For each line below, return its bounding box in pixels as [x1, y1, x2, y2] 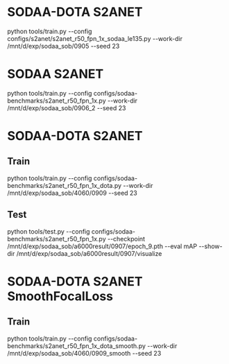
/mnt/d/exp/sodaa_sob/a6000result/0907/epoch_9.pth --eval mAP [7, 242, 198, 250]
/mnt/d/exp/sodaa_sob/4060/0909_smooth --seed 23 [7, 349, 162, 357]
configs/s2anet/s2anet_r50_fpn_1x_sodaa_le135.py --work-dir [7, 34, 183, 42]
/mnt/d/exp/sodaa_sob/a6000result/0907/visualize [16, 249, 162, 257]
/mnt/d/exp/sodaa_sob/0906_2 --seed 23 [7, 103, 126, 112]
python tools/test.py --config [7, 227, 90, 236]
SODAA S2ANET [7, 67, 104, 82]
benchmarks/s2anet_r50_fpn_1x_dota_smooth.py [7, 341, 146, 350]
